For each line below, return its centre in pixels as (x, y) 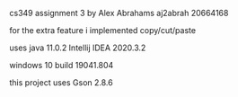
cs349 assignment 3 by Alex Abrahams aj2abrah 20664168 (119, 13)
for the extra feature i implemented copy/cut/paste (102, 30)
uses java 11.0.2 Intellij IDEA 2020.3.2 (78, 48)
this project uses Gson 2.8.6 (62, 83)
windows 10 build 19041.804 (62, 65)
